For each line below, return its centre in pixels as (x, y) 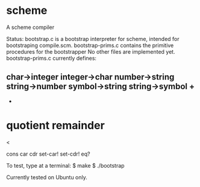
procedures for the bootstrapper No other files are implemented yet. (91, 51)
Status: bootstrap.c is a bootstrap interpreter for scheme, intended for (93, 39)
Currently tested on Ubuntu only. (47, 177)
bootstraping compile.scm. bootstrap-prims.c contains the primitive (90, 45)
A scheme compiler (30, 27)
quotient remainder (56, 125)
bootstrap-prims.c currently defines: (52, 58)
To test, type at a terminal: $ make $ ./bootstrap (65, 165)
